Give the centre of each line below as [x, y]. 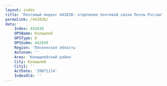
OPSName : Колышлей [34, 33]
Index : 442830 [29, 29]
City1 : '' [25, 66]
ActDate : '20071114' [36, 71]
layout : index [20, 10]
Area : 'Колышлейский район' [44, 57]
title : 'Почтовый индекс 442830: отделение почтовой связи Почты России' [85, 15]
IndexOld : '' [28, 76]
